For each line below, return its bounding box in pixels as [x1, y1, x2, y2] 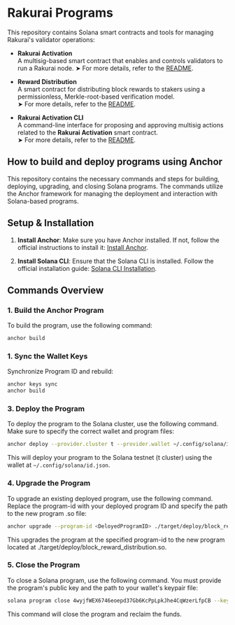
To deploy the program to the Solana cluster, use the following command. [7, 420, 219, 428]
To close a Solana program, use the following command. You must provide [7, 576, 222, 584]
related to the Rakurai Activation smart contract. [17, 128, 159, 136]
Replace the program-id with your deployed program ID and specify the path [7, 502, 228, 510]
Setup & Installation [7, 217, 94, 229]
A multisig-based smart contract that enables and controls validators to [17, 56, 223, 64]
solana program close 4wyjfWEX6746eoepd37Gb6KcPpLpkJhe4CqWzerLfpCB [7, 597, 211, 604]
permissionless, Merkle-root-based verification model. [17, 92, 175, 101]
